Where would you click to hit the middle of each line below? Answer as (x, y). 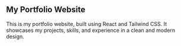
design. (15, 36)
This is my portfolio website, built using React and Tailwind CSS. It (87, 24)
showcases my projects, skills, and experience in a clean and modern (91, 30)
